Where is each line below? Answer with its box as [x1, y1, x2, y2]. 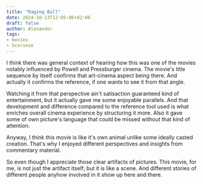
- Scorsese [6, 43, 34, 49]
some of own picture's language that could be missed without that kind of [6, 115, 190, 122]
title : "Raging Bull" [6, 8, 61, 15]
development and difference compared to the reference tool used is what [6, 103, 189, 110]
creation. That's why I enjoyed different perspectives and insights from [6, 140, 183, 147]
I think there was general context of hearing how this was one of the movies [6, 59, 196, 66]
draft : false [6, 20, 39, 26]
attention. [6, 122, 30, 129]
